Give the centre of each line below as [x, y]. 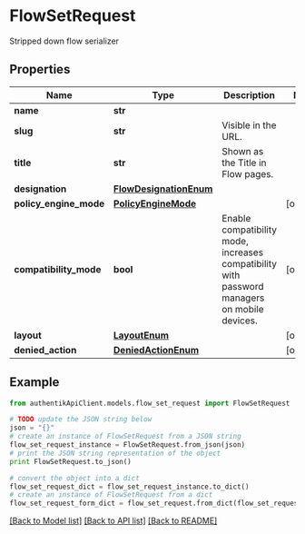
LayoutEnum [141, 335]
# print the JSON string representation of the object [115, 453]
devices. [240, 321]
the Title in [244, 163]
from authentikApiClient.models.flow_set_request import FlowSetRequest [150, 403]
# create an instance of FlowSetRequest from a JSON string [126, 437]
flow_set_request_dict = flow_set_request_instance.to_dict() [129, 487]
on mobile [243, 309]
